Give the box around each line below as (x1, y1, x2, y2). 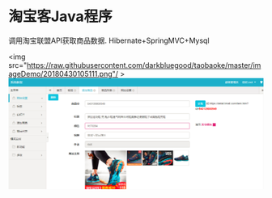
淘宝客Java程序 (8, 7, 113, 26)
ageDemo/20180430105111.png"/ (8, 69, 119, 78)
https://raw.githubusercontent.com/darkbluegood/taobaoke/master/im (27, 60, 261, 70)
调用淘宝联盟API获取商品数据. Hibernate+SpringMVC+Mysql (8, 36, 210, 45)
